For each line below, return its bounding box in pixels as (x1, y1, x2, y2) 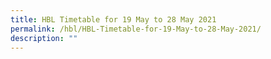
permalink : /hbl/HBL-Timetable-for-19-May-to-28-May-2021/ (10, 24, 262, 34)
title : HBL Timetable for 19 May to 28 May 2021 (10, 14, 217, 25)
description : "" (10, 33, 78, 43)
